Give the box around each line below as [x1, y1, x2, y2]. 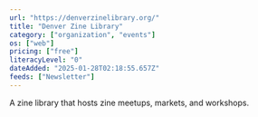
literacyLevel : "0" [9, 55, 83, 64]
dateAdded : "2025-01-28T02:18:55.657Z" [9, 64, 160, 73]
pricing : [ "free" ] [9, 47, 79, 56]
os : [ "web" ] [9, 38, 54, 48]
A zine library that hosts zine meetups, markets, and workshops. [9, 97, 250, 108]
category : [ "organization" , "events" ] [9, 30, 156, 39]
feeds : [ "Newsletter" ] [9, 73, 95, 82]
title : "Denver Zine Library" [9, 22, 124, 31]
